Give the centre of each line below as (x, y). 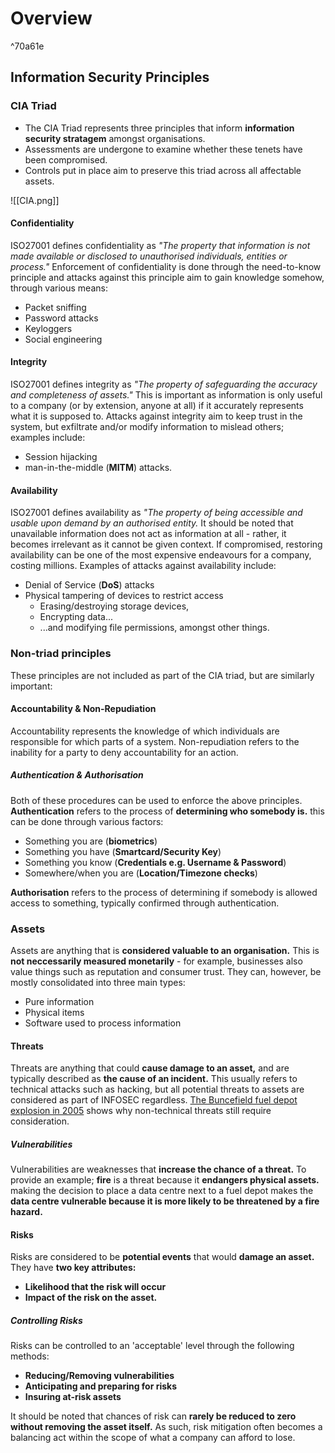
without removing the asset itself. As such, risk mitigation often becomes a (166, 1427)
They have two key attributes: (73, 1268)
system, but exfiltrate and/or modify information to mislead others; (147, 427)
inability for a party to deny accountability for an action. (124, 752)
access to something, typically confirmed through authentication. (145, 903)
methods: (30, 1356)
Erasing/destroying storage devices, (114, 606)
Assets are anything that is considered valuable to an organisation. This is (165, 950)
